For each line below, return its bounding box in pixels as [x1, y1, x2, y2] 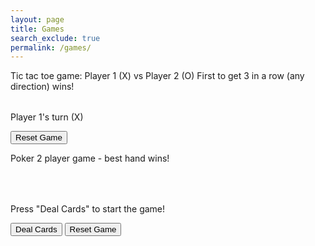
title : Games [10, 24, 65, 34]
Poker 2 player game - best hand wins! [10, 152, 170, 165]
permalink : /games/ [10, 42, 92, 53]
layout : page [10, 14, 65, 25]
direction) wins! [10, 81, 75, 93]
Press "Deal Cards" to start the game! [10, 203, 166, 215]
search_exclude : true [10, 33, 101, 43]
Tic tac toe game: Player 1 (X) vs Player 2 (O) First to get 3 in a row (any [10, 70, 305, 82]
